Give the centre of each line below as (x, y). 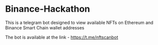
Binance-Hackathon (48, 9)
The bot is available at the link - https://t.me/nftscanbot (62, 37)
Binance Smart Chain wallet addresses (45, 27)
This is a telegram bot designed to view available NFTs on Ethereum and (79, 22)
